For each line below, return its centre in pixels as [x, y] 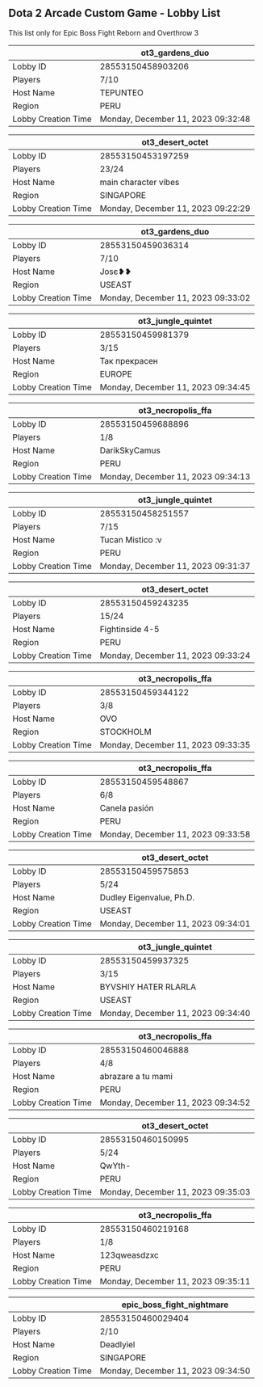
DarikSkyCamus [130, 450]
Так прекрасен [129, 360]
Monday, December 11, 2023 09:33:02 [175, 297]
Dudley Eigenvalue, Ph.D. [147, 897]
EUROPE [116, 373]
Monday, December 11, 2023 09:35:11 [175, 1281]
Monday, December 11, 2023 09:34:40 [175, 1013]
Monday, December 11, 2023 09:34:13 [175, 476]
